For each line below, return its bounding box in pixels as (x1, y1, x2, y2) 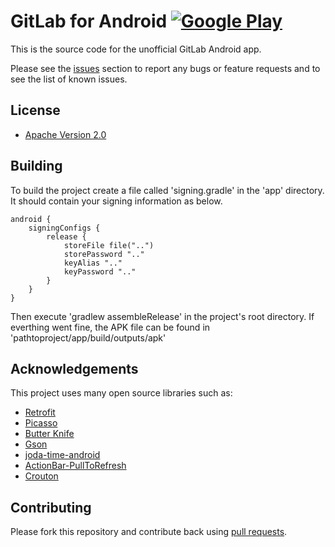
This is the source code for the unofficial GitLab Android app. (10, 43, 262, 55)
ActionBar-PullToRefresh (24, 460, 127, 472)
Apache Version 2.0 (24, 128, 107, 140)
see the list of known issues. (10, 73, 128, 85)
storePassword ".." (63, 249, 145, 259)
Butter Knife (24, 428, 75, 440)
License (10, 102, 61, 119)
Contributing (10, 499, 92, 516)
